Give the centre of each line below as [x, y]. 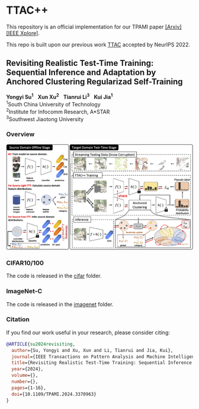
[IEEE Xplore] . [23, 33]
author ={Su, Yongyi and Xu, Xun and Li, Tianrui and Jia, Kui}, [92, 350]
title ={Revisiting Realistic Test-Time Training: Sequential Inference [102, 363]
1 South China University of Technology [53, 104]
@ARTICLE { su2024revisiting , [41, 344]
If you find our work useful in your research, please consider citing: [88, 332]
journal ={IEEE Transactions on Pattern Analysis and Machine [89, 357]
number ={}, [25, 382]
